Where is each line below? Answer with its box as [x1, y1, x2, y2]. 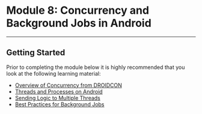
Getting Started [6, 47, 66, 58]
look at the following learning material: [6, 70, 101, 77]
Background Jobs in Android [6, 16, 151, 30]
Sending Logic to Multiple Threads [14, 94, 100, 101]
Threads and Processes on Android [14, 88, 103, 95]
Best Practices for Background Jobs [14, 100, 105, 108]
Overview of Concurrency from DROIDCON [14, 82, 122, 89]
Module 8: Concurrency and [6, 4, 149, 17]
